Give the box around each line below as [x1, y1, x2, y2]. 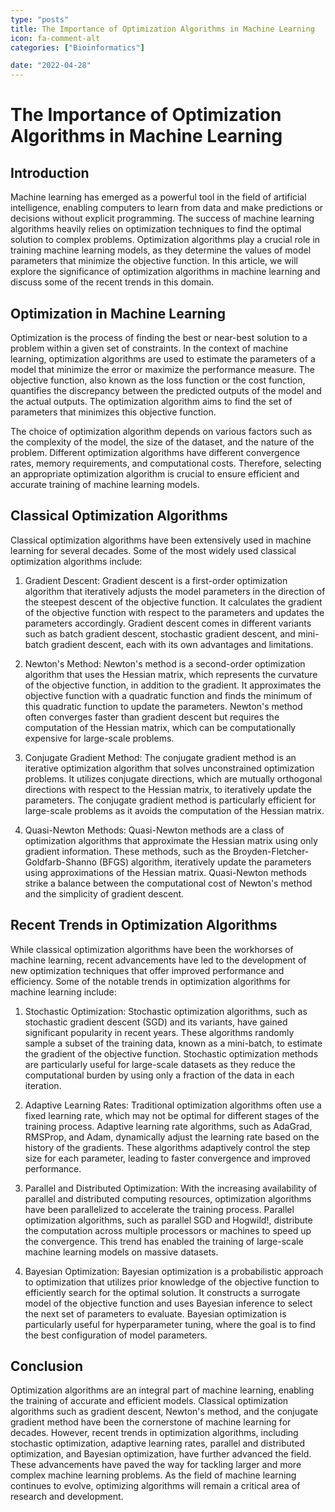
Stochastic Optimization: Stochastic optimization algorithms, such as [24, 1005, 308, 1017]
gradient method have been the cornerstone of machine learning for [10, 1416, 292, 1428]
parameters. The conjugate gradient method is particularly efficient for [24, 794, 316, 806]
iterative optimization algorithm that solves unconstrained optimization [24, 762, 315, 774]
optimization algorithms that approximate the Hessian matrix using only [24, 834, 318, 846]
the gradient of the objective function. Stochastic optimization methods [24, 1047, 319, 1060]
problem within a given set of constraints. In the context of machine [10, 342, 289, 354]
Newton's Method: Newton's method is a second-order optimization [24, 657, 306, 670]
